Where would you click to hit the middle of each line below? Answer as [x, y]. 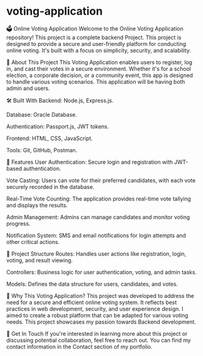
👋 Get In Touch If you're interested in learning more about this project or [97, 333]
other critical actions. [33, 242]
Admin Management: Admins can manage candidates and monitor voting [98, 217]
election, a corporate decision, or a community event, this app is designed [100, 75]
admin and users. [28, 88]
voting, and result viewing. [40, 260]
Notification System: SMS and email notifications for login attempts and [96, 235]
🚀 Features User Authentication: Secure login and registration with [90, 162]
